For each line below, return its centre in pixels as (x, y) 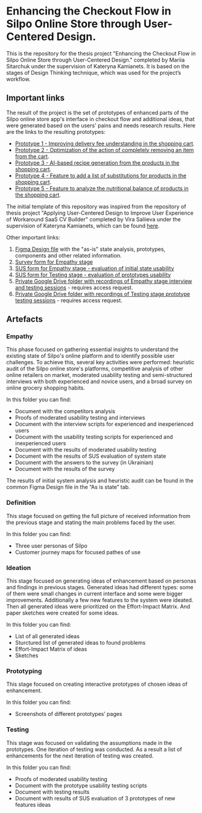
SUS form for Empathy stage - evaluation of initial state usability (94, 268)
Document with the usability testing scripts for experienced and (94, 437)
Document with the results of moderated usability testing (86, 450)
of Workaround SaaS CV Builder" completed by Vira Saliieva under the (93, 219)
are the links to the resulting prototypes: (56, 131)
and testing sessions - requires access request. (74, 287)
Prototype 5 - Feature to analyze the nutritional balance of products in (102, 188)
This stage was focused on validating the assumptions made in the (89, 742)
